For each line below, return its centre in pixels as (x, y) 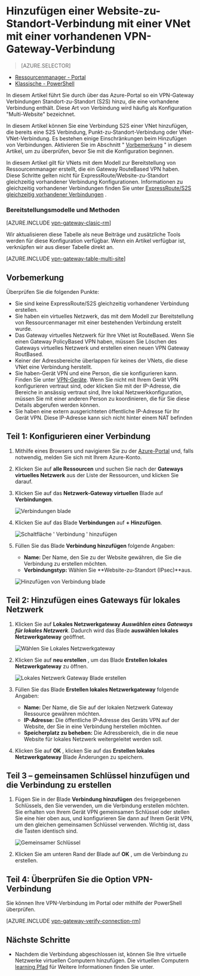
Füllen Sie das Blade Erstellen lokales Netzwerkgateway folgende (97, 689)
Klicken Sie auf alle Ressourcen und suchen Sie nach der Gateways (99, 469)
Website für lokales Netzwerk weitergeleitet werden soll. (93, 739)
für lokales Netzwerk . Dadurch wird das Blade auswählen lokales (97, 630)
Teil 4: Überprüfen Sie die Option (68, 879)
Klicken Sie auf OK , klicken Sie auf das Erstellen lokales (85, 750)
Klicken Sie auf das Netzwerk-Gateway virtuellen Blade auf (89, 493)
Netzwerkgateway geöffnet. (50, 637)
